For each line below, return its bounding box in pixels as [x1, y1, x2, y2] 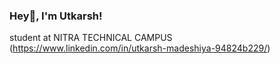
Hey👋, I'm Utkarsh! [9, 9, 103, 23]
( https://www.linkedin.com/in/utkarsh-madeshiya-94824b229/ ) [9, 42, 271, 54]
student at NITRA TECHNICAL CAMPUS [9, 32, 173, 44]
